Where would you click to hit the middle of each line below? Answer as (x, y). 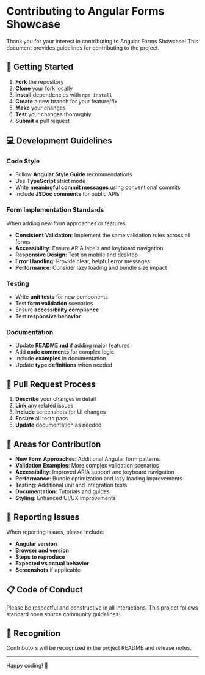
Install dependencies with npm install (64, 95)
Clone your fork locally (44, 88)
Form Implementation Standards (55, 210)
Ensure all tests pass (41, 419)
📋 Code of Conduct (45, 590)
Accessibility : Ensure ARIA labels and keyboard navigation (89, 248)
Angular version (36, 543)
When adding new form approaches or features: (67, 223)
